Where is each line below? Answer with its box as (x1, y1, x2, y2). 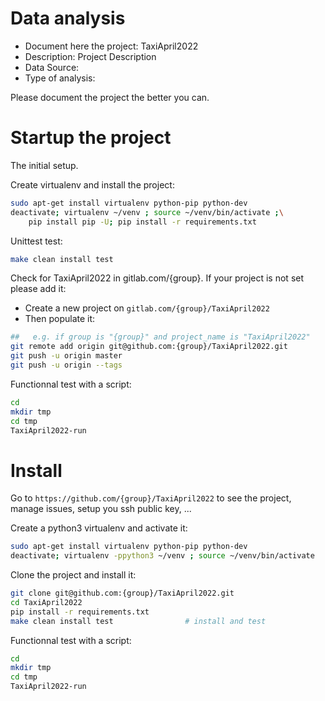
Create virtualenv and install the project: (10, 178, 175, 191)
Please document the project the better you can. (10, 91, 210, 103)
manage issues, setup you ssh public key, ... (10, 503, 192, 515)
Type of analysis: (24, 72, 96, 84)
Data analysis (10, 7, 126, 30)
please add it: (10, 283, 67, 295)
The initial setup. (10, 159, 79, 171)
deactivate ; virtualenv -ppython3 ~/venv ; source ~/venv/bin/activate (10, 551, 315, 561)
